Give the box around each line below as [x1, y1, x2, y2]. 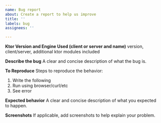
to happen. [5, 103, 27, 109]
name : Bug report [5, 7, 41, 12]
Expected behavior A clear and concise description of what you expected [5, 97, 157, 104]
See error [12, 88, 32, 94]
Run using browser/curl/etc [12, 82, 68, 89]
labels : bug [5, 21, 30, 26]
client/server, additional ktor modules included [5, 49, 100, 55]
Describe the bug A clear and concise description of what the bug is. [5, 58, 147, 64]
